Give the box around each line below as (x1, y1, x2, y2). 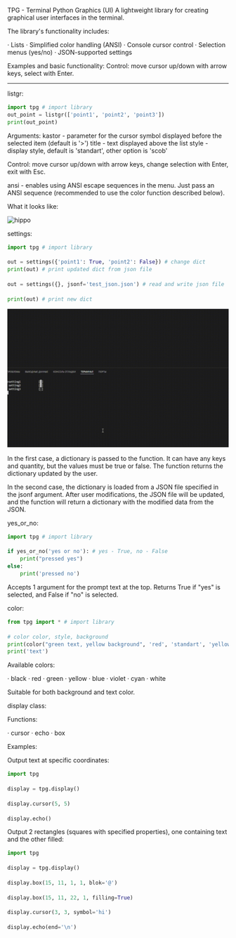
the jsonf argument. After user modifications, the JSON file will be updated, (7, 490, 225, 498)
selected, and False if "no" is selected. (7, 590, 119, 599)
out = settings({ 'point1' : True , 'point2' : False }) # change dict (7, 259, 206, 266)
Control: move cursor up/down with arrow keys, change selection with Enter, (7, 159, 229, 168)
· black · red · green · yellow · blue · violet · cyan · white (7, 675, 166, 683)
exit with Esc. (7, 167, 46, 176)
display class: (7, 702, 47, 710)
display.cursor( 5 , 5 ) (7, 800, 71, 807)
